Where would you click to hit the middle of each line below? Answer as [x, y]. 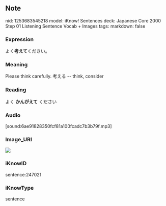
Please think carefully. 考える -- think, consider [54, 76]
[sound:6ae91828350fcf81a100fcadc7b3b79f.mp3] [59, 126]
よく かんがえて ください [31, 101]
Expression [20, 39]
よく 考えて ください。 [27, 51]
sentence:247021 [23, 174]
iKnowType [20, 188]
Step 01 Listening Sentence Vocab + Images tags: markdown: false [75, 26]
